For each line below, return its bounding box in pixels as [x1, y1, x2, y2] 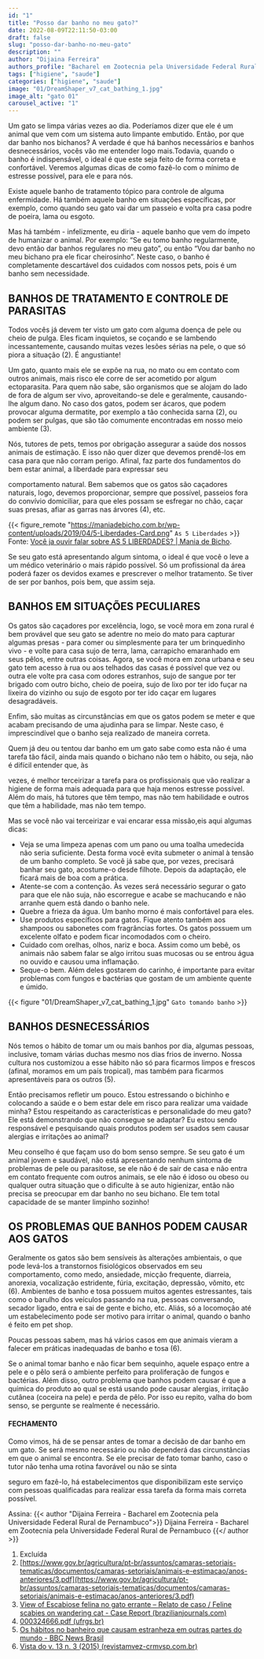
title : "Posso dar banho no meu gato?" [8, 19, 139, 27]
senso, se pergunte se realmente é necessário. [8, 1400, 160, 1411]
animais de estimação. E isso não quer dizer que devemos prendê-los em [8, 447, 246, 457]
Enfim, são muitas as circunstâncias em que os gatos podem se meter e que [8, 711, 255, 721]
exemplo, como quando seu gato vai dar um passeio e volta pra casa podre [8, 203, 252, 213]
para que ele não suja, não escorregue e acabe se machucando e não [19, 890, 247, 899]
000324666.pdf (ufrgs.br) [19, 1616, 104, 1626]
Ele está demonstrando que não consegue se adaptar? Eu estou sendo [8, 1114, 237, 1124]
